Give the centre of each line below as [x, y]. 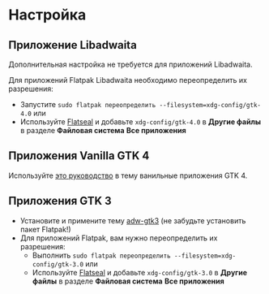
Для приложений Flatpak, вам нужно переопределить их [119, 238]
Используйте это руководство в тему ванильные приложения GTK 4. [128, 175]
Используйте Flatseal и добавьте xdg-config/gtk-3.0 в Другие [140, 272]
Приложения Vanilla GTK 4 [79, 156]
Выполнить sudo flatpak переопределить [102, 255]
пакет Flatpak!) [45, 229]
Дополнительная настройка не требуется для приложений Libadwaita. [130, 64]
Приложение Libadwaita [73, 45]
